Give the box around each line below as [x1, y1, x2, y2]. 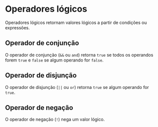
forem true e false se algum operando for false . [5, 57, 104, 63]
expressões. [5, 24, 30, 30]
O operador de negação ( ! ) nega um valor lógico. [5, 116, 105, 123]
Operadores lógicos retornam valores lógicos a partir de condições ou [5, 20, 147, 25]
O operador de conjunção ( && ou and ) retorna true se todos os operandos [5, 52, 154, 58]
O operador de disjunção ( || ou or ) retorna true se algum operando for [5, 84, 149, 90]
